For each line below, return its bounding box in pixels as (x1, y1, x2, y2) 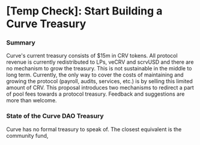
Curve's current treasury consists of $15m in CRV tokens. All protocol (6, 52, 178, 60)
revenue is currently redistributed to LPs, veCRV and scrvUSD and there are (6, 58, 194, 66)
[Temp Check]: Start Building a (6, 4, 163, 18)
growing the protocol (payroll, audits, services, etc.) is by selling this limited (6, 78, 193, 85)
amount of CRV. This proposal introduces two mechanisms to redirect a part (6, 84, 194, 91)
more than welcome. (6, 97, 57, 104)
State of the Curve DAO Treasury (6, 112, 104, 120)
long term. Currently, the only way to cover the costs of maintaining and (6, 71, 184, 79)
